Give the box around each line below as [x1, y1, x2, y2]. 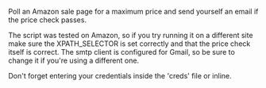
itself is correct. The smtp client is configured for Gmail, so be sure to [8, 48, 236, 56]
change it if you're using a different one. [8, 55, 140, 65]
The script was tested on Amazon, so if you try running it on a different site [8, 31, 253, 40]
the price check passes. [8, 15, 87, 25]
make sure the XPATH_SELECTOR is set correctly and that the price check [8, 39, 251, 48]
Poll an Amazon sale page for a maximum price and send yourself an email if [8, 7, 259, 16]
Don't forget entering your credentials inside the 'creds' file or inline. [8, 71, 232, 80]
